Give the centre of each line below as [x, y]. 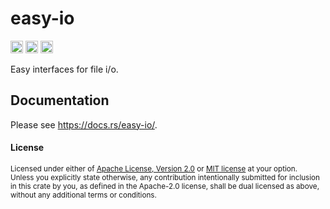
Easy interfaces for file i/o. [64, 69]
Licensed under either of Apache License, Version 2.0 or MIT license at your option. [154, 168]
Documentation [60, 100]
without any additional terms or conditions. [83, 195]
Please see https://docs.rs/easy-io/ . [84, 124]
